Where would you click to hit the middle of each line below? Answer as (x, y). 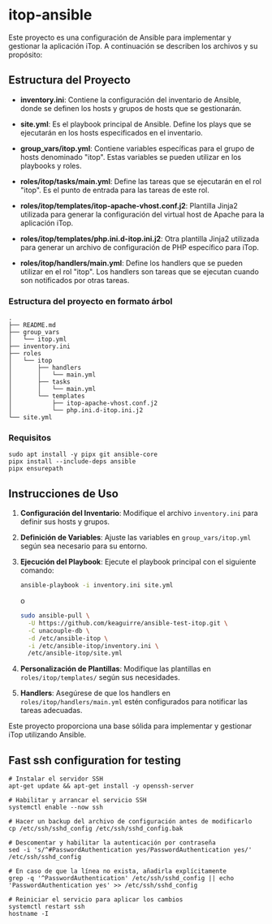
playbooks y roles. (51, 165)
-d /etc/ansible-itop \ (68, 638)
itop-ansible (50, 15)
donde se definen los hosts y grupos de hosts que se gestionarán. (131, 108)
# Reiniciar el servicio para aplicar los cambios (96, 900)
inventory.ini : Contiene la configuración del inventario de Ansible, (131, 100)
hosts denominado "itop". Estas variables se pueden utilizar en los (131, 157)
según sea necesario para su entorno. (84, 546)
